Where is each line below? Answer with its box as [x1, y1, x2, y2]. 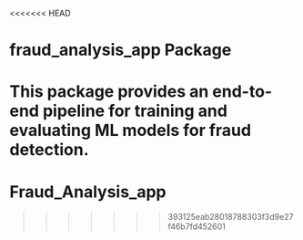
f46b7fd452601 [167, 221, 226, 232]
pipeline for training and [42, 100, 227, 121]
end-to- [212, 81, 273, 102]
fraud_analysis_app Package [9, 40, 232, 60]
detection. [9, 140, 89, 161]
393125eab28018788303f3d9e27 [167, 212, 294, 223]
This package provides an [9, 81, 209, 102]
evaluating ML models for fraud [9, 120, 252, 141]
